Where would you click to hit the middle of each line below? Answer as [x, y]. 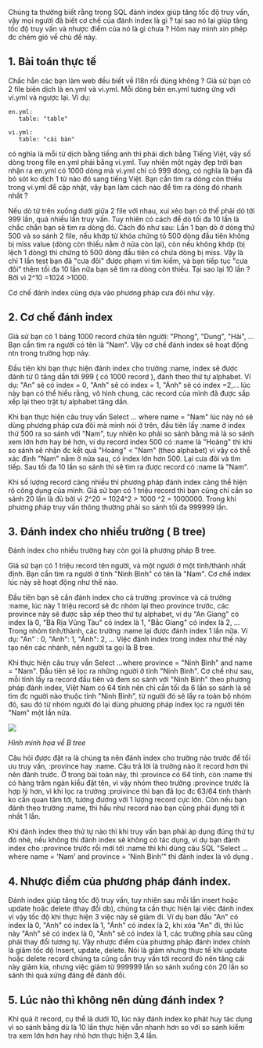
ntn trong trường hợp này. [49, 352]
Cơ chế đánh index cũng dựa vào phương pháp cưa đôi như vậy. [112, 292]
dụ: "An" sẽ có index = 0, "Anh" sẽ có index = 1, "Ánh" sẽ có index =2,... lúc [130, 385]
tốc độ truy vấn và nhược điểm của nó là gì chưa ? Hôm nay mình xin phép [128, 29]
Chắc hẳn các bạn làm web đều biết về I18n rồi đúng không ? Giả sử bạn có [130, 80]
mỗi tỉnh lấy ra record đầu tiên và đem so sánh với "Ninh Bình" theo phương [130, 680]
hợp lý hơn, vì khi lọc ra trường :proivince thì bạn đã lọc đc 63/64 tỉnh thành [130, 791]
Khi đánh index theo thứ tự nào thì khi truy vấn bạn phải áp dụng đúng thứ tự [131, 831]
